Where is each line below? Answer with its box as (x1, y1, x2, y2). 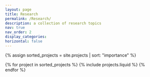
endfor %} (5, 67, 26, 73)
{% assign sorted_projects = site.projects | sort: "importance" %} (5, 52, 137, 58)
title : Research (5, 12, 38, 17)
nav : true (5, 25, 25, 30)
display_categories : (5, 35, 47, 39)
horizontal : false (5, 39, 43, 44)
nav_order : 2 (5, 30, 32, 35)
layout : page (5, 7, 32, 12)
